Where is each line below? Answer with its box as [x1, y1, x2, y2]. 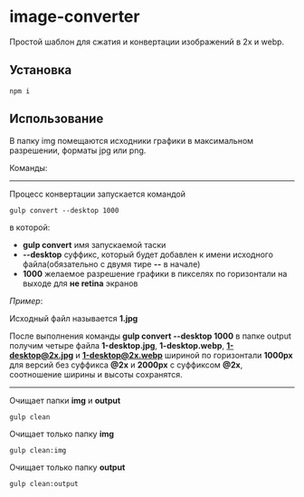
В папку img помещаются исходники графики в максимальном [9, 135, 254, 146]
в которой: [9, 222, 51, 233]
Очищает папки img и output [9, 395, 121, 406]
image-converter [9, 6, 140, 27]
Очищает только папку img [9, 428, 115, 439]
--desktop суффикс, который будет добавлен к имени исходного [22, 249, 274, 260]
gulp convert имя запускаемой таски [22, 239, 166, 250]
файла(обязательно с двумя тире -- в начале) [22, 258, 201, 269]
